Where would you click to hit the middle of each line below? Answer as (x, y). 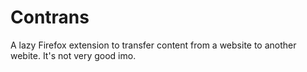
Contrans (50, 17)
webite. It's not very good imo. (73, 55)
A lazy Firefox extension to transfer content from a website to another (153, 45)
